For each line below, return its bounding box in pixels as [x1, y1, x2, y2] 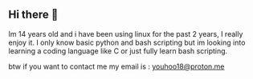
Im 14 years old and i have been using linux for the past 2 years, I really [8, 29, 243, 38]
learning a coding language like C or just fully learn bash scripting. [8, 45, 228, 56]
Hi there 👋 [8, 8, 59, 22]
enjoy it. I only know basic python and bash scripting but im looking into [8, 38, 246, 47]
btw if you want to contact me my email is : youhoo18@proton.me [8, 61, 225, 71]
